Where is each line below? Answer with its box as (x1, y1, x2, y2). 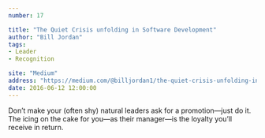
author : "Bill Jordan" (8, 33, 83, 41)
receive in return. (8, 122, 64, 132)
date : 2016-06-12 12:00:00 (8, 84, 97, 91)
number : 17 (8, 11, 44, 20)
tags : (8, 40, 26, 48)
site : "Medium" (8, 69, 58, 77)
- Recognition (8, 55, 55, 63)
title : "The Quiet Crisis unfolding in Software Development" (8, 25, 217, 34)
